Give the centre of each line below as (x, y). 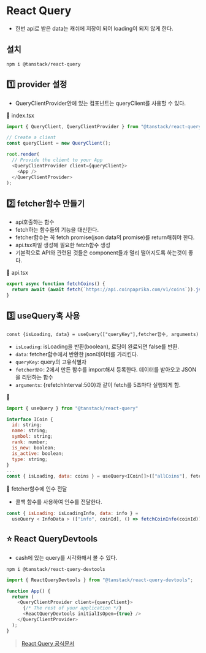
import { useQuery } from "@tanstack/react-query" (72, 408)
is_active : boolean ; (38, 453)
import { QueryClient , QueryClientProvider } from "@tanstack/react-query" (105, 126)
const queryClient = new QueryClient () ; (59, 143)
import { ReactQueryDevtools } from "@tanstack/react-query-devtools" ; (100, 580)
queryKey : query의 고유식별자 (51, 362)
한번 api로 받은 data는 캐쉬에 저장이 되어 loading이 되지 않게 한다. (94, 28)
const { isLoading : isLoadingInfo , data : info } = (72, 514)
